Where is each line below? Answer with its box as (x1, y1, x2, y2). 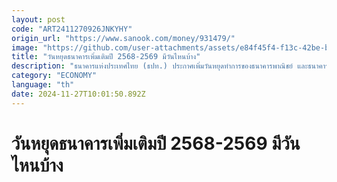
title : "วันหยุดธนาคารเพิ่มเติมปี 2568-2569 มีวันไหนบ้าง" (11, 52, 201, 62)
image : (11, 42, 39, 53)
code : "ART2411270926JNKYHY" (11, 24, 133, 34)
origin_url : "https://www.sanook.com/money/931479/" (11, 33, 236, 43)
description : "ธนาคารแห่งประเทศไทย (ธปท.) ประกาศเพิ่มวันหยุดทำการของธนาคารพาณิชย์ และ (11, 61, 309, 71)
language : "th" (11, 80, 75, 90)
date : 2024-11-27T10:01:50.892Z (11, 89, 146, 99)
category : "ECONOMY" (11, 71, 98, 81)
